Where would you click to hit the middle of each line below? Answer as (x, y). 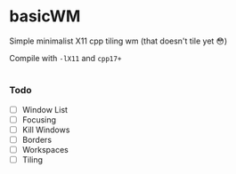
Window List (45, 109)
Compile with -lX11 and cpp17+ (65, 58)
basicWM (45, 16)
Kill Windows (46, 130)
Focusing (39, 119)
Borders (37, 139)
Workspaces (45, 149)
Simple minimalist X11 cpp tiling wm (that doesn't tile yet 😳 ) (118, 41)
